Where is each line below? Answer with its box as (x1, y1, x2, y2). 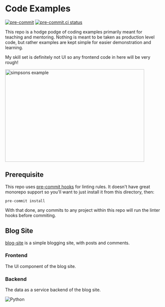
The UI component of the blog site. (5, 263, 77, 269)
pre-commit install (5, 198, 45, 203)
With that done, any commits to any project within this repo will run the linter (5, 207, 161, 213)
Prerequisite (5, 171, 44, 179)
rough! (5, 59, 19, 65)
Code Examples (5, 3, 71, 14)
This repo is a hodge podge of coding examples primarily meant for (5, 29, 142, 35)
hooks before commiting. (5, 212, 56, 218)
